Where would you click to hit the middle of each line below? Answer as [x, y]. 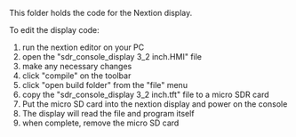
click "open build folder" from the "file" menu [105, 85]
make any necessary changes [77, 66]
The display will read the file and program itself [108, 113]
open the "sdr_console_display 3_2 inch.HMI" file [112, 56]
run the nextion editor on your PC [83, 47]
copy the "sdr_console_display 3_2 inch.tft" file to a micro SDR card [145, 94]
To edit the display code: [54, 30]
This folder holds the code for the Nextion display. [101, 13]
